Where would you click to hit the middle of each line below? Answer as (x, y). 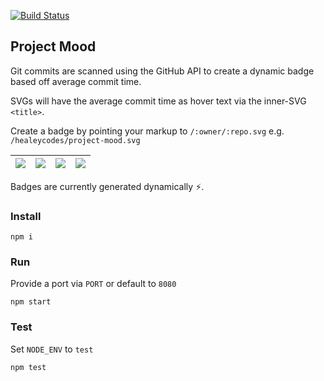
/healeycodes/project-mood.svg (75, 140)
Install (26, 216)
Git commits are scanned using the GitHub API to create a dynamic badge (162, 71)
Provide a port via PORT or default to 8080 (93, 284)
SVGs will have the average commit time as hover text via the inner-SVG (158, 101)
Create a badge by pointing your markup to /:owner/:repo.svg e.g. (147, 131)
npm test (28, 367)
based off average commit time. (76, 81)
